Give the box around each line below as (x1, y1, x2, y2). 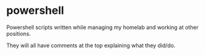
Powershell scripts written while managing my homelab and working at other (6, 24, 199, 31)
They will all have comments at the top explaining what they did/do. (6, 42, 176, 49)
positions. (6, 30, 31, 37)
